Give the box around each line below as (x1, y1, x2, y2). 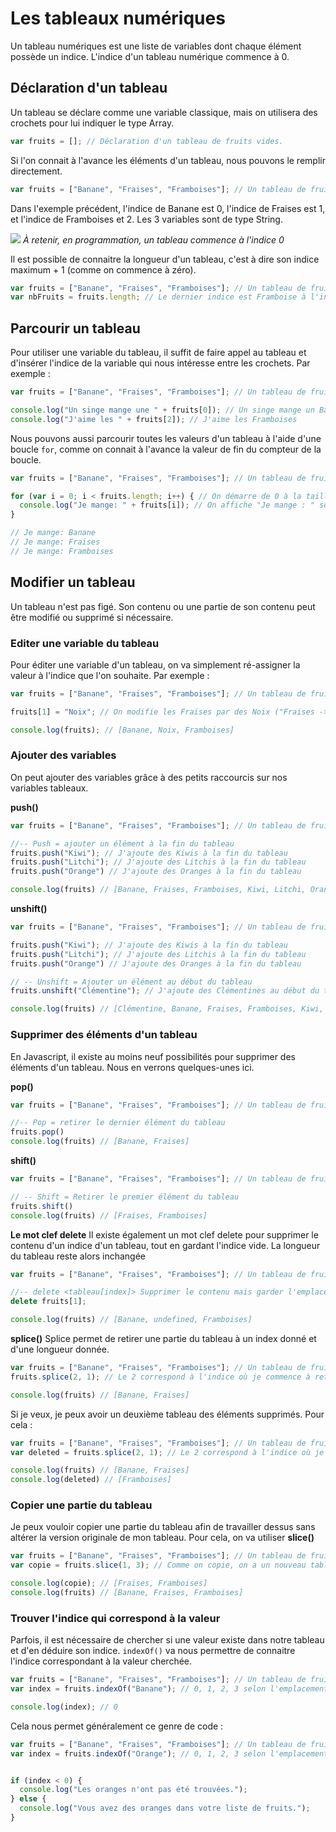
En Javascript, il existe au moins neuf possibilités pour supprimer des (10, 1050, 296, 1062)
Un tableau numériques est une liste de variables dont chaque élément (10, 40, 302, 52)
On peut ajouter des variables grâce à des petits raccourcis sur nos (10, 771, 288, 783)
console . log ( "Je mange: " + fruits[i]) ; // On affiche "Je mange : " (19, 500, 315, 511)
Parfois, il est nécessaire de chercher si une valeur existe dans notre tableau (10, 1634, 325, 1646)
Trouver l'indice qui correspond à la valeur (10, 1611, 221, 1625)
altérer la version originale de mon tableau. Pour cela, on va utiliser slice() (10, 1532, 315, 1544)
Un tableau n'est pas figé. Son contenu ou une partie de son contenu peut (10, 600, 316, 612)
